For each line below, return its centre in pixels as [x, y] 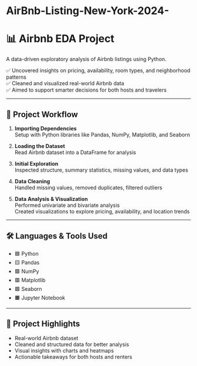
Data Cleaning [32, 181]
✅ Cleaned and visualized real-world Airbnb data [65, 83]
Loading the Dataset [40, 146]
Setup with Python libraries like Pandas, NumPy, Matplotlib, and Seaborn [102, 135]
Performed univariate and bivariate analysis [67, 205]
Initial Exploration [36, 163]
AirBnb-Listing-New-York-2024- [88, 11]
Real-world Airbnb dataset [46, 338]
